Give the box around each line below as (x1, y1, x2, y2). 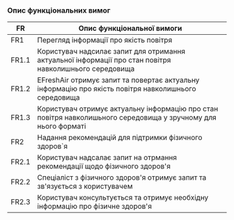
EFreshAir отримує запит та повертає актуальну (37, 75, 200, 85)
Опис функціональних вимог (7, 6, 111, 15)
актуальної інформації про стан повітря (37, 55, 171, 65)
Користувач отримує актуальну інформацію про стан (37, 104, 219, 113)
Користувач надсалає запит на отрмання (37, 152, 178, 162)
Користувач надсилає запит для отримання (37, 47, 186, 56)
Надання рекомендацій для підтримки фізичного (37, 133, 203, 143)
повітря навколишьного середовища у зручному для (37, 113, 217, 123)
